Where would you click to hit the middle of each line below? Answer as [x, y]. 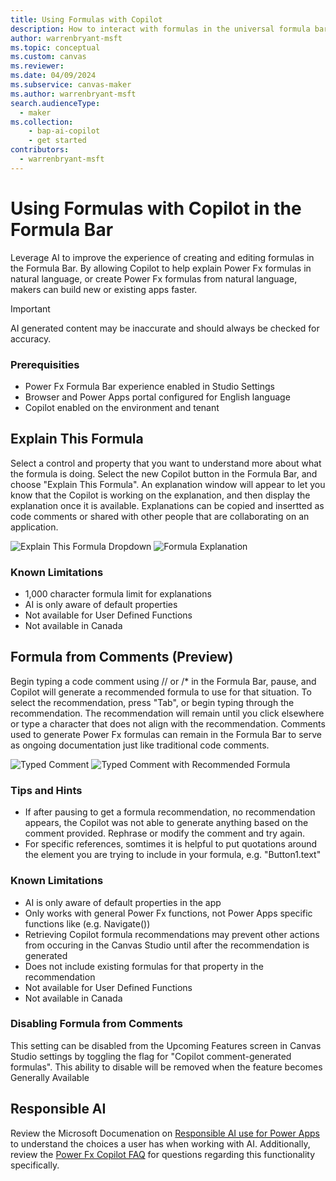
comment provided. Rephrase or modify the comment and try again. [164, 833]
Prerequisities [45, 364]
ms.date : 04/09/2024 [53, 76]
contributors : [40, 150]
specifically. [35, 1165]
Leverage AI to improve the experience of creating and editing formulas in [162, 257]
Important [30, 308]
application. [34, 527]
